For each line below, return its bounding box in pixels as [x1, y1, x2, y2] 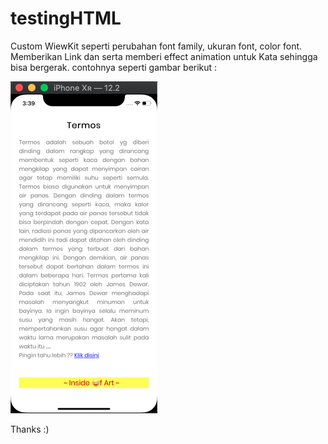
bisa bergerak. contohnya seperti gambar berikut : [10, 61, 218, 73]
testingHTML [10, 7, 122, 30]
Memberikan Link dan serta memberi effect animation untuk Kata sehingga [10, 50, 318, 62]
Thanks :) [10, 423, 50, 435]
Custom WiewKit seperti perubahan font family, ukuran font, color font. [10, 40, 303, 52]
